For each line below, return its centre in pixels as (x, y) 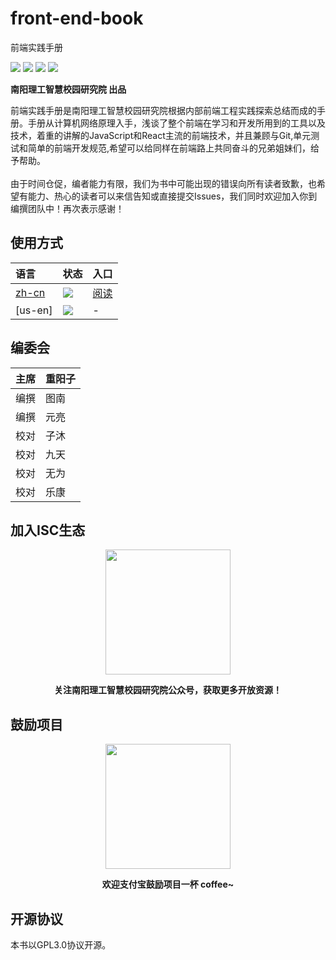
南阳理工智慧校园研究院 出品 (68, 89)
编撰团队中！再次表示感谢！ (67, 208)
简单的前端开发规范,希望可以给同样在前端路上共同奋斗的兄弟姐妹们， (169, 148)
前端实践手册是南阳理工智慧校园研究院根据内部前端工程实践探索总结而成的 (163, 110)
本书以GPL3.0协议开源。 (61, 945)
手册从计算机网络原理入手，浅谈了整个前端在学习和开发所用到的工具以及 (176, 123)
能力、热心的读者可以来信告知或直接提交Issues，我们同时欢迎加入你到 (172, 196)
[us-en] (34, 310)
